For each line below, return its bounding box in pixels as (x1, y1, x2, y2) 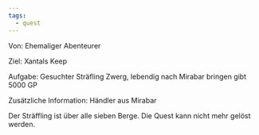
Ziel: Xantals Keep (8, 56, 68, 66)
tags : (8, 11, 26, 20)
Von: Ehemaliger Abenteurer (8, 40, 101, 50)
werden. (8, 119, 36, 129)
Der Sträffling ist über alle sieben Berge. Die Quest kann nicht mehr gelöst (8, 110, 251, 120)
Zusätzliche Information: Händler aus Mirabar (8, 95, 157, 105)
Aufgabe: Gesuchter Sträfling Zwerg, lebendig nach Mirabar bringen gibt (8, 71, 247, 81)
